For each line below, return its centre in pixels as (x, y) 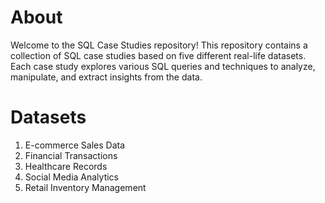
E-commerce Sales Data (75, 145)
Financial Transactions (71, 155)
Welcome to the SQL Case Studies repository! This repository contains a (159, 45)
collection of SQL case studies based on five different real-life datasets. (158, 55)
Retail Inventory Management (85, 187)
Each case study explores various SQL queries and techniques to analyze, (163, 66)
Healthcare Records (66, 166)
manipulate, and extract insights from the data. (106, 77)
